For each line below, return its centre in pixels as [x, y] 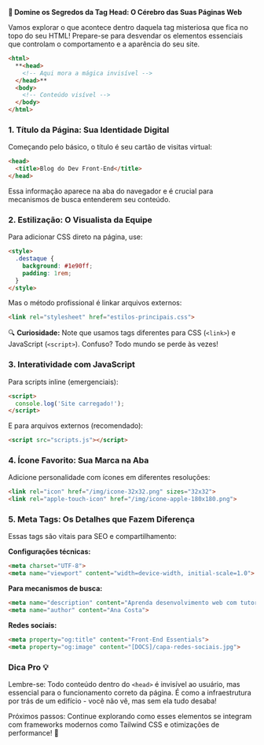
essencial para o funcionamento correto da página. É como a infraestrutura [130, 693]
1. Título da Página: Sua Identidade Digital [89, 130]
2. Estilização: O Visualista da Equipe [81, 219]
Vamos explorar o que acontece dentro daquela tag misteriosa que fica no [128, 27]
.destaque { [35, 259]
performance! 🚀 [33, 733]
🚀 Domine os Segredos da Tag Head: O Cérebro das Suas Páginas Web [125, 12]
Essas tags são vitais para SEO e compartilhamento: [92, 537]
